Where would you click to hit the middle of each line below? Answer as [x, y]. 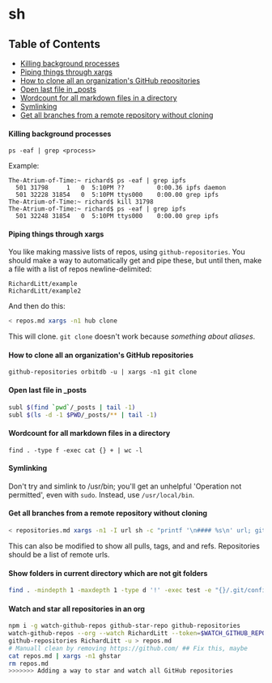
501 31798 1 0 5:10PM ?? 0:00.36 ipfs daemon [121, 188]
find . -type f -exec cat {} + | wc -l [76, 450]
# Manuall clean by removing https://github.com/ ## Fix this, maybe [128, 648]
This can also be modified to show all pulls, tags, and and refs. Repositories [134, 546]
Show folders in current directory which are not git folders [108, 573]
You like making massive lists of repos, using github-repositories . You [127, 252]
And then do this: [37, 306]
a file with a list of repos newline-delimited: [80, 269]
